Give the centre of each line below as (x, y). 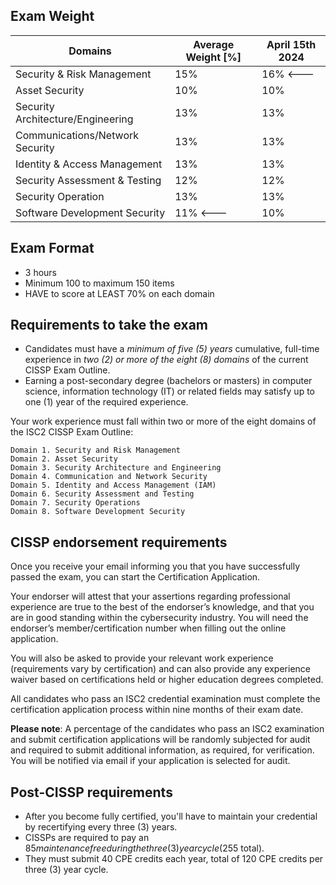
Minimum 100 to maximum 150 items (99, 283)
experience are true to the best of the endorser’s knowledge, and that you (162, 607)
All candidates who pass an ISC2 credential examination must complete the (165, 699)
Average (214, 44)
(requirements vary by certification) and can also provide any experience (160, 669)
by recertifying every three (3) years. (101, 827)
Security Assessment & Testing (88, 180)
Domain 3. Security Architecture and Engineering (116, 468)
